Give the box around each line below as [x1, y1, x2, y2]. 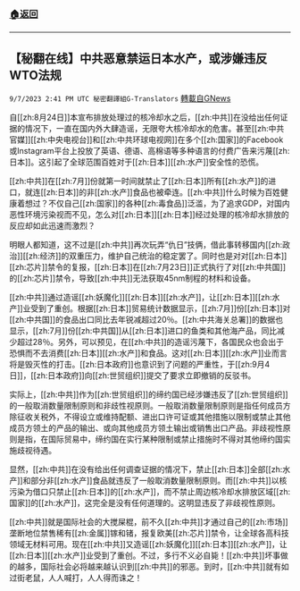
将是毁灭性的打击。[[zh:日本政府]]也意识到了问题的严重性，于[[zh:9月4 [9, 359, 271, 370]
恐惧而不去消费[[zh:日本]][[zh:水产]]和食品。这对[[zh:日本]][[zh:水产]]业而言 [9, 348, 287, 359]
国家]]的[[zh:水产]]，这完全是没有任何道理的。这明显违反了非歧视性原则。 [9, 498, 280, 509]
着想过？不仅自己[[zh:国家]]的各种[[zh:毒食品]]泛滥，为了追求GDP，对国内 [16, 198, 290, 209]
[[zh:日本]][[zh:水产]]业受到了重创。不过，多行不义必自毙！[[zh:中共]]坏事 [9, 550, 281, 561]
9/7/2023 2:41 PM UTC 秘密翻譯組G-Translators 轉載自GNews [9, 93, 231, 104]
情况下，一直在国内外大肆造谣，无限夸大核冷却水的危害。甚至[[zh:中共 [24, 123, 285, 134]
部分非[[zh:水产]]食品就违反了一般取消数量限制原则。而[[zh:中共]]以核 [30, 476, 287, 486]
